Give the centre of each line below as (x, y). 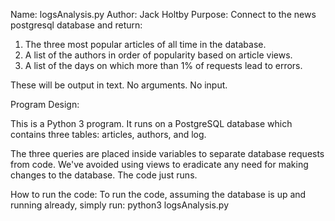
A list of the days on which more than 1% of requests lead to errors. (163, 65)
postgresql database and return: (76, 25)
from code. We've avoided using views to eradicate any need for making (159, 164)
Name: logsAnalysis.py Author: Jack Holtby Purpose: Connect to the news (163, 14)
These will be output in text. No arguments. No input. (119, 85)
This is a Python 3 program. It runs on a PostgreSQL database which (151, 123)
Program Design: (45, 104)
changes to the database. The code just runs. (104, 175)
